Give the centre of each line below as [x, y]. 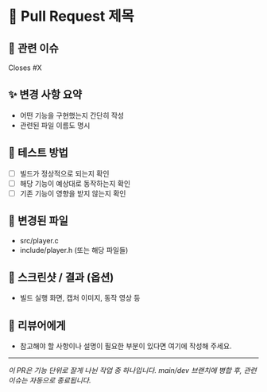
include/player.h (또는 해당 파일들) [74, 250]
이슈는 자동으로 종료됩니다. [50, 380]
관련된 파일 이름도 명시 [55, 125]
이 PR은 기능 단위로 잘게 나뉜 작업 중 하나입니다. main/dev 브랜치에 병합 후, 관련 [132, 371]
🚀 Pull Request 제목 [71, 16]
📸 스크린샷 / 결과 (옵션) [61, 278]
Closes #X [25, 68]
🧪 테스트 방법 [39, 153]
